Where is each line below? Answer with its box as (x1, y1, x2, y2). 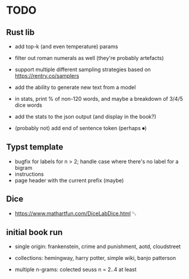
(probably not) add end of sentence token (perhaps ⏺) (14, 125, 147, 131)
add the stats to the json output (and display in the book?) (14, 113, 156, 120)
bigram (14, 164, 33, 171)
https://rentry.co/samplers (14, 72, 79, 79)
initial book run (6, 227, 63, 237)
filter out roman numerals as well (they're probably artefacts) (14, 55, 165, 61)
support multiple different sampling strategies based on (14, 66, 151, 73)
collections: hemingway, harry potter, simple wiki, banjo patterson (14, 255, 177, 262)
